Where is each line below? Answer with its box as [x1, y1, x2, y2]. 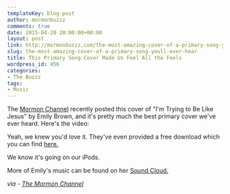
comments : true [7, 23, 51, 29]
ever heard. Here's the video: [7, 120, 90, 128]
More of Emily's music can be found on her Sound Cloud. [7, 167, 169, 175]
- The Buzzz [7, 73, 41, 81]
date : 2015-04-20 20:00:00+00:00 [7, 29, 103, 36]
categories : [7, 67, 41, 74]
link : [7, 42, 23, 48]
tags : [7, 80, 23, 87]
